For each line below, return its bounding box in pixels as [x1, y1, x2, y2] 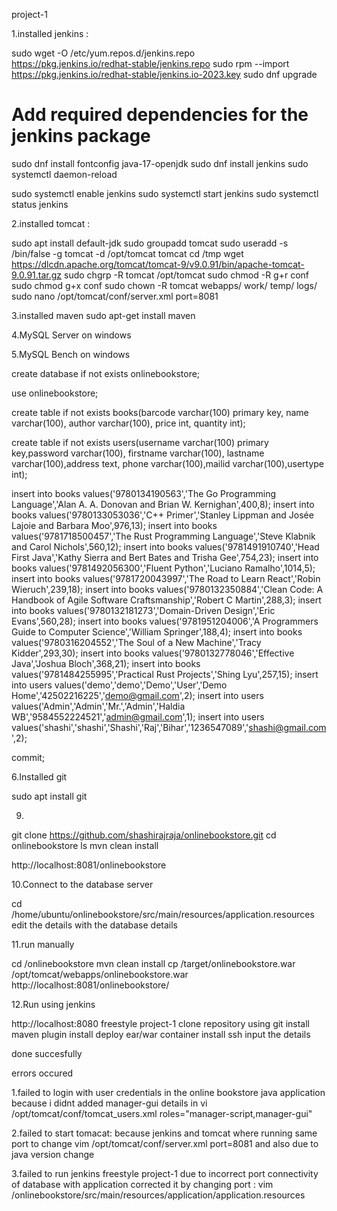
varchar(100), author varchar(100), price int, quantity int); [11, 417, 246, 429]
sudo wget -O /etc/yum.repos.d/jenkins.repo [11, 47, 196, 59]
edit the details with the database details [11, 919, 178, 931]
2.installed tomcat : [11, 217, 91, 229]
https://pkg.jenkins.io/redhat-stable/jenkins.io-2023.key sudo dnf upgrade [11, 69, 318, 80]
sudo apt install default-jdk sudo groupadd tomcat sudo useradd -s [11, 237, 289, 249]
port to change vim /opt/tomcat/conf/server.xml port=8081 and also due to [11, 1137, 319, 1149]
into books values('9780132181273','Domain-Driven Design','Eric [11, 604, 276, 616]
